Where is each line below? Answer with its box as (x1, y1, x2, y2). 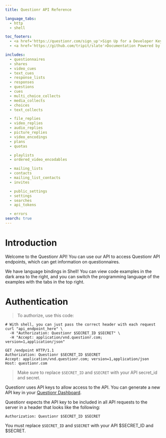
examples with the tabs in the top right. (5, 279, 85, 285)
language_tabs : (5, 16, 37, 21)
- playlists (9, 152, 35, 158)
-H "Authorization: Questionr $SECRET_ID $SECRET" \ (9, 330, 121, 335)
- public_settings (9, 188, 48, 194)
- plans (9, 139, 26, 144)
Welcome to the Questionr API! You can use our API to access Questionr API (5, 254, 161, 259)
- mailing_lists (9, 166, 43, 171)
